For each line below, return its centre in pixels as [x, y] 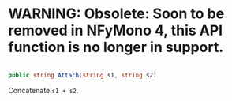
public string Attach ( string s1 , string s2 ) [82, 75]
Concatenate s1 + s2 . [43, 90]
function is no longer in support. [116, 47]
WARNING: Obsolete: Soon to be [116, 14]
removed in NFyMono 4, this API [116, 30]
